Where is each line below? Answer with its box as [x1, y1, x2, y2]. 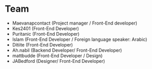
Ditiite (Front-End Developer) [12, 41, 73, 48]
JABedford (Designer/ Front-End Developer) [12, 58, 105, 64]
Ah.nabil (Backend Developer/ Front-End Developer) [12, 47, 122, 53]
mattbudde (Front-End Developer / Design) [12, 52, 103, 59]
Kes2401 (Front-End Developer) [12, 25, 79, 31]
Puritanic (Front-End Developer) [12, 31, 80, 37]
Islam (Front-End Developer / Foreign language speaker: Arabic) [12, 36, 147, 42]
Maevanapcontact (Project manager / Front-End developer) [12, 20, 138, 26]
